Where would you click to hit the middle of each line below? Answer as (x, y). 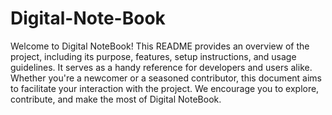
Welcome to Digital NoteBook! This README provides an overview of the (160, 46)
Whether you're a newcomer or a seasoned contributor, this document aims (166, 78)
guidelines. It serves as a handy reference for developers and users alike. (161, 67)
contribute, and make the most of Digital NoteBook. (116, 99)
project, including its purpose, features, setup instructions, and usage (153, 56)
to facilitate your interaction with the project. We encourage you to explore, (165, 88)
